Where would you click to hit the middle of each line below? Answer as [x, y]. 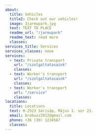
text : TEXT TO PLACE [31, 28]
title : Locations [27, 106]
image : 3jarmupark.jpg [33, 23]
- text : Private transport [37, 60]
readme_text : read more [34, 38]
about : [12, 10]
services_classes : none [30, 51]
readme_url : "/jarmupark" [36, 33]
